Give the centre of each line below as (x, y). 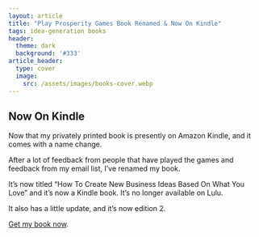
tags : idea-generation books (57, 31)
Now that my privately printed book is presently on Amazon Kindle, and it (130, 136)
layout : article (36, 16)
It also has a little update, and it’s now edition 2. (87, 209)
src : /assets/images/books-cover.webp (88, 83)
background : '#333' (48, 53)
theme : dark (36, 46)
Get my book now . (38, 224)
